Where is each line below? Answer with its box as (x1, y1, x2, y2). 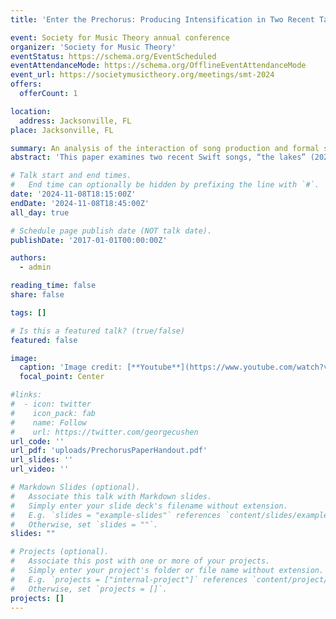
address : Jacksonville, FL (19, 116, 132, 126)
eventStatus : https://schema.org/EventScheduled (10, 51, 217, 61)
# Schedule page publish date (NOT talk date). (10, 226, 213, 236)
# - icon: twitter (10, 399, 92, 409)
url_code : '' (10, 436, 65, 446)
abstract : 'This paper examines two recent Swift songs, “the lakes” (10, 152, 307, 163)
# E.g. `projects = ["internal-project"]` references (10, 574, 248, 585)
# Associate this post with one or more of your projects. (10, 556, 271, 566)
